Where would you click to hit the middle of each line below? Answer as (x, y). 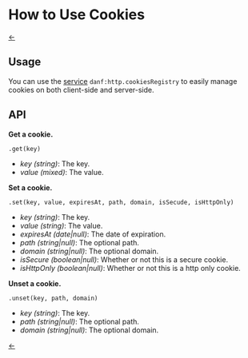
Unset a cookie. (35, 283)
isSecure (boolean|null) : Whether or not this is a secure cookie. (124, 259)
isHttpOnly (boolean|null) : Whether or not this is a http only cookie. (130, 268)
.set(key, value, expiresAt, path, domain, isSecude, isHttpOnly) (121, 202)
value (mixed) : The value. (62, 172)
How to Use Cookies (77, 15)
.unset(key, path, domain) (53, 298)
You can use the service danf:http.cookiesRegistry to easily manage (123, 81)
